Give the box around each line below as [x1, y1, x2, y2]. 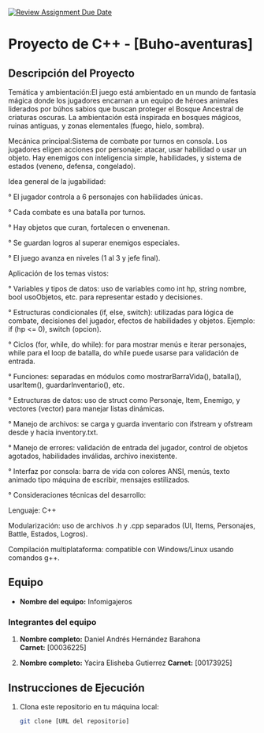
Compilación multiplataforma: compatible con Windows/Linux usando [8, 545, 234, 554]
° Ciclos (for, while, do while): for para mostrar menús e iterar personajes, [8, 340, 247, 349]
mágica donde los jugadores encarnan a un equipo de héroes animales [8, 96, 239, 105]
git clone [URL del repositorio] [19, 717, 130, 725]
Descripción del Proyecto [8, 66, 136, 80]
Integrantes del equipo [8, 616, 97, 627]
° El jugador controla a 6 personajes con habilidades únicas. [8, 192, 203, 201]
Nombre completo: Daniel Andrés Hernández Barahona [19, 634, 201, 644]
